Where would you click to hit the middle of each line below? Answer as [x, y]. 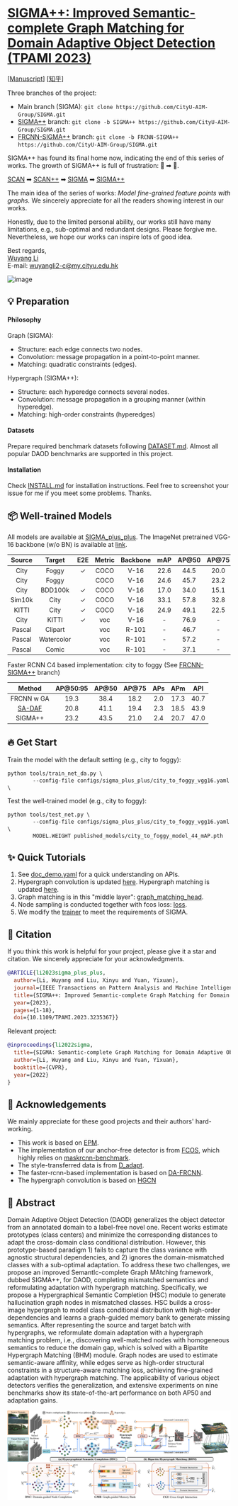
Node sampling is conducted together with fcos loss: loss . [102, 905]
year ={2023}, [33, 1003]
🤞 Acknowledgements [57, 1104]
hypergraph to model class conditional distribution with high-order [124, 1310]
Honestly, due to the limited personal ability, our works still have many [109, 222]
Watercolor [55, 640]
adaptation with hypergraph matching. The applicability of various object [113, 1378]
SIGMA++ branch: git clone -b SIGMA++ [76, 121]
